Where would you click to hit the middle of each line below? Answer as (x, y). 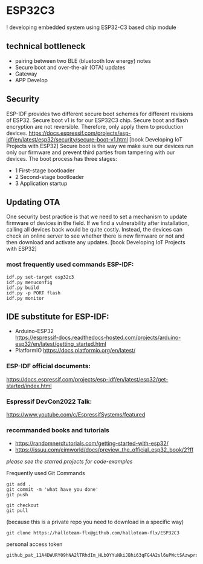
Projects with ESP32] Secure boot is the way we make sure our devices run (100, 146)
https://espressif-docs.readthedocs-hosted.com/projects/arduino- (98, 338)
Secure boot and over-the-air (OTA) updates (70, 67)
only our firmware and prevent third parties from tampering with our (91, 152)
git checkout (23, 505)
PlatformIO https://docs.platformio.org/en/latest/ (75, 351)
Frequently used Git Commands (46, 473)
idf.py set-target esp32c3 (40, 277)
